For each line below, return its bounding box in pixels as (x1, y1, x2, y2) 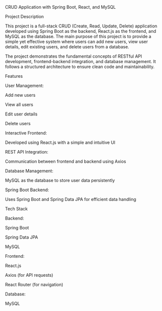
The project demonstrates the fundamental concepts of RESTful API (5, 53, 142, 59)
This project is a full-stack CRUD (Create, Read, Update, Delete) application (5, 23, 158, 29)
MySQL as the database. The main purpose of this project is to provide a (5, 34, 152, 39)
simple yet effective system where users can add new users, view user (5, 39, 148, 44)
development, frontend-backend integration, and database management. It (5, 59, 156, 64)
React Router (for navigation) (5, 282, 64, 288)
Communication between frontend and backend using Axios (5, 158, 126, 164)
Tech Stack (5, 206, 28, 212)
